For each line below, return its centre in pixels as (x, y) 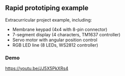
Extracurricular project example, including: (49, 20)
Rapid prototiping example (47, 8)
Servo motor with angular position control (55, 40)
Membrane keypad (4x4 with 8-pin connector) (60, 29)
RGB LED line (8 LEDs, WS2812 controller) (55, 45)
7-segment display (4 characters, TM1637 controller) (66, 34)
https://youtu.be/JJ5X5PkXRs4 (37, 69)
